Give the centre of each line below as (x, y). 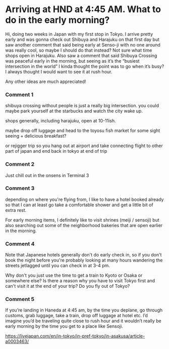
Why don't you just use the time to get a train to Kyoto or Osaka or (74, 275)
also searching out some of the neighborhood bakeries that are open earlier (84, 225)
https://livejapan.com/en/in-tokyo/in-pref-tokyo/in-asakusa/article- (75, 336)
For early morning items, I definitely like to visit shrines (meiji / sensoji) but (82, 220)
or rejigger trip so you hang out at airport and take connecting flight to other (84, 146)
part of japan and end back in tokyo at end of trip (56, 151)
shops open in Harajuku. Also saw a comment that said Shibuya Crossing (81, 55)
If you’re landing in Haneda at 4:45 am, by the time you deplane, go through (84, 310)
